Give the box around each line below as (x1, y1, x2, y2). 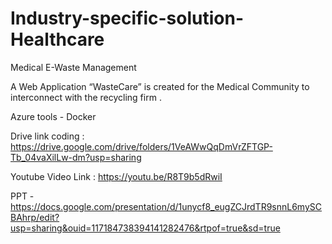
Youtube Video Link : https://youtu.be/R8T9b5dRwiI (10, 170, 223, 182)
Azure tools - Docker (10, 110, 97, 122)
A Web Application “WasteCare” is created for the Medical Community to (10, 80, 310, 92)
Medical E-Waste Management (10, 61, 137, 73)
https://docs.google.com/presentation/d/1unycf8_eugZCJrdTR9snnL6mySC (10, 200, 323, 212)
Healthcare (10, 28, 105, 51)
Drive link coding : (10, 130, 85, 142)
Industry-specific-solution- (10, 7, 245, 30)
